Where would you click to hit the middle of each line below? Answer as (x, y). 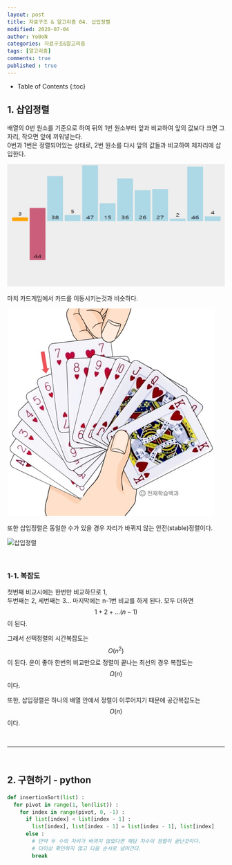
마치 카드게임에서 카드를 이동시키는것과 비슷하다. (73, 298)
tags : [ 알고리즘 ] (29, 51)
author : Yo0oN (28, 37)
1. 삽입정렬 (28, 110)
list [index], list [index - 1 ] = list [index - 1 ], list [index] (123, 827)
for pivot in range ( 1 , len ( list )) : (66, 805)
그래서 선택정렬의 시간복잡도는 (48, 638)
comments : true (29, 59)
